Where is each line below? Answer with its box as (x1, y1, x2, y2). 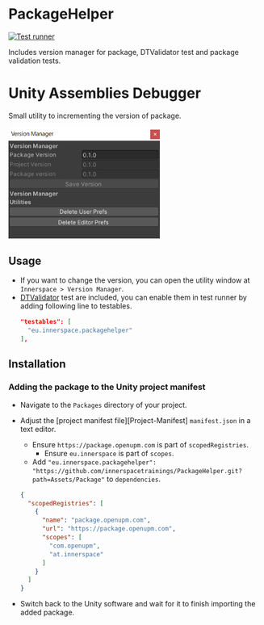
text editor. (19, 424, 57, 434)
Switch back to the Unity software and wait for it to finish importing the (19, 599, 256, 609)
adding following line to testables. (19, 301, 132, 311)
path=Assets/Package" (31, 476, 105, 484)
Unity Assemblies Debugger (8, 84, 202, 103)
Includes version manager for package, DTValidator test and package (8, 47, 240, 57)
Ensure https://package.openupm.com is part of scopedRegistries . (31, 439, 249, 449)
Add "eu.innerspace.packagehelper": (31, 457, 157, 467)
